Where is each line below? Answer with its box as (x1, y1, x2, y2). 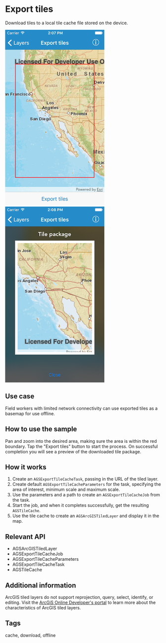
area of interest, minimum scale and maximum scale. (12, 486, 120, 492)
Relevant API (5, 533, 46, 541)
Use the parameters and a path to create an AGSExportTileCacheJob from (12, 492, 160, 498)
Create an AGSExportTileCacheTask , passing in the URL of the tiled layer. (12, 476, 159, 482)
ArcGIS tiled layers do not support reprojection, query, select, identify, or (5, 594, 154, 600)
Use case (5, 392, 35, 401)
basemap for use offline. (5, 410, 55, 417)
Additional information (5, 581, 76, 589)
